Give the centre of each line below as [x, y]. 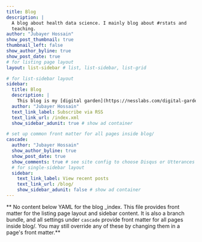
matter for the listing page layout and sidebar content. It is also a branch [96, 213]
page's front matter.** [33, 232]
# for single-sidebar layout [48, 168]
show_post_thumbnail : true [40, 40]
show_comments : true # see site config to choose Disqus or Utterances [103, 162]
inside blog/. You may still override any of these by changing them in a [93, 226]
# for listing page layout [40, 62]
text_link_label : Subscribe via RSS [57, 112]
